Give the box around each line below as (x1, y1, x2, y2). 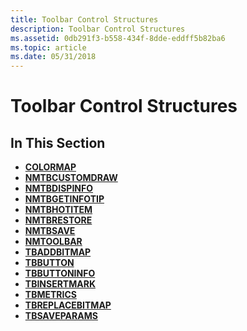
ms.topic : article (10, 42, 87, 53)
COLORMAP (24, 161, 77, 173)
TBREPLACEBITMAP (24, 299, 112, 311)
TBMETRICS (24, 289, 77, 301)
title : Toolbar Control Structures (10, 14, 159, 25)
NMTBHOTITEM (24, 204, 93, 216)
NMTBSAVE (24, 225, 76, 237)
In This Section (10, 134, 106, 151)
